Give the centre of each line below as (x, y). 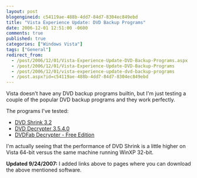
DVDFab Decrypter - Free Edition (55, 135)
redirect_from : (25, 55)
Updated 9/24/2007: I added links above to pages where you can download (98, 164)
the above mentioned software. (44, 170)
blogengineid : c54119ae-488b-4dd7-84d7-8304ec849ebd (72, 17)
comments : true (25, 33)
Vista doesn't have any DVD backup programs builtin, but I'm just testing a (96, 94)
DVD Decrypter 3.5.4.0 (42, 129)
